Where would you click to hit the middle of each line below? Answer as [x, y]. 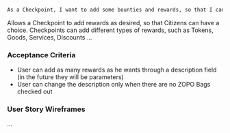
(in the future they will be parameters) [71, 77]
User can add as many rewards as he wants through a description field [117, 70]
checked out [35, 91]
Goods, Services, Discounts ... [50, 37]
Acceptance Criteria [41, 55]
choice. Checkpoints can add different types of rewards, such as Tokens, [110, 30]
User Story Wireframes [46, 109]
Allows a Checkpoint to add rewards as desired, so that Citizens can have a [113, 23]
